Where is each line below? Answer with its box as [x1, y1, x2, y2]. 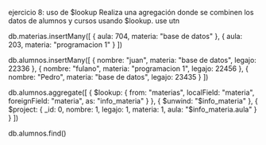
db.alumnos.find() [8, 128, 67, 138]
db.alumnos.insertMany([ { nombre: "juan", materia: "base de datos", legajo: [8, 56, 256, 65]
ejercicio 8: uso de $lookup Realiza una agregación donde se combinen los [8, 8, 254, 17]
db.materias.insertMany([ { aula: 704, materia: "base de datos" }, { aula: [8, 32, 243, 41]
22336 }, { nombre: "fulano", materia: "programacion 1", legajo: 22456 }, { [8, 64, 249, 73]
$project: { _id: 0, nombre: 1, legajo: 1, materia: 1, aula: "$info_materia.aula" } [8, 104, 257, 114]
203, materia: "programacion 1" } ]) [8, 40, 123, 49]
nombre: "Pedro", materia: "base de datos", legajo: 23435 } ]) [8, 72, 209, 81]
